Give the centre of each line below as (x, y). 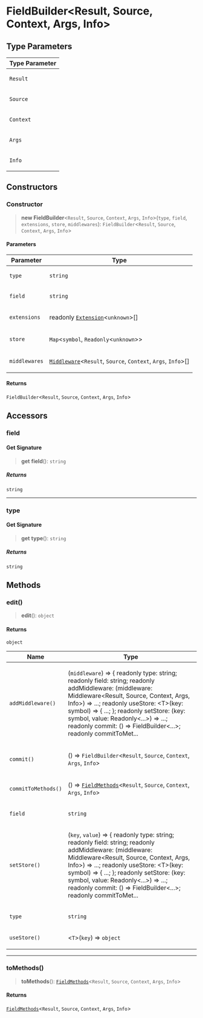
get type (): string (43, 538)
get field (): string (43, 461)
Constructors (32, 187)
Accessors (27, 416)
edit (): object (38, 616)
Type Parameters (39, 46)
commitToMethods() (36, 788)
